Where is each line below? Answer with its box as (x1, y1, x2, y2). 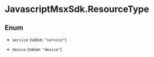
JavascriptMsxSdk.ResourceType (5, 3, 149, 15)
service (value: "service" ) (12, 36, 66, 42)
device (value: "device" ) (12, 46, 62, 52)
